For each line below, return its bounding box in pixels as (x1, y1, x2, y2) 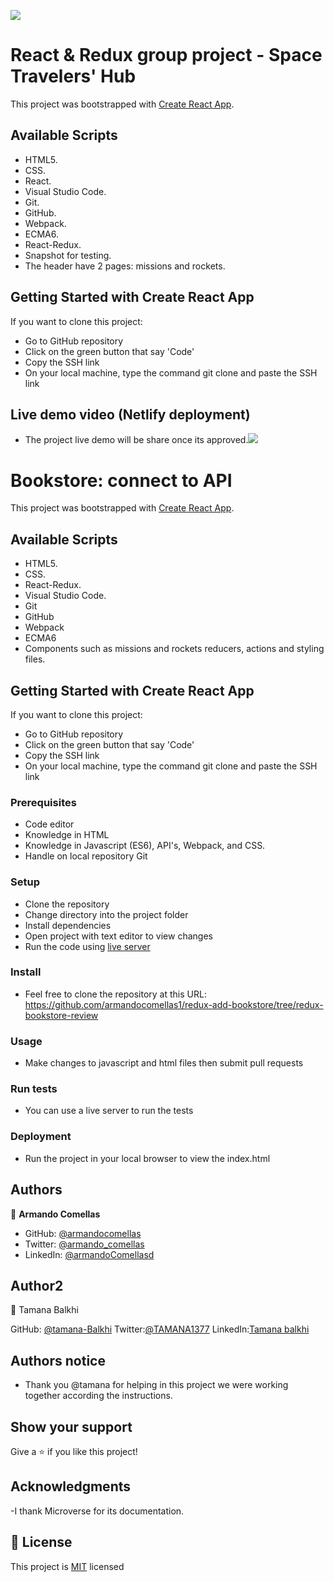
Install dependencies (24, 919, 112, 931)
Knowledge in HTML (24, 829, 110, 841)
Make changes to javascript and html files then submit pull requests (24, 1057, 304, 1069)
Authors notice (10, 1352, 106, 1369)
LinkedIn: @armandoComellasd (24, 1248, 155, 1260)
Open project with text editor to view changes (24, 930, 213, 942)
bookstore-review (24, 1009, 99, 1021)
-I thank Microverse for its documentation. (10, 1505, 185, 1517)
